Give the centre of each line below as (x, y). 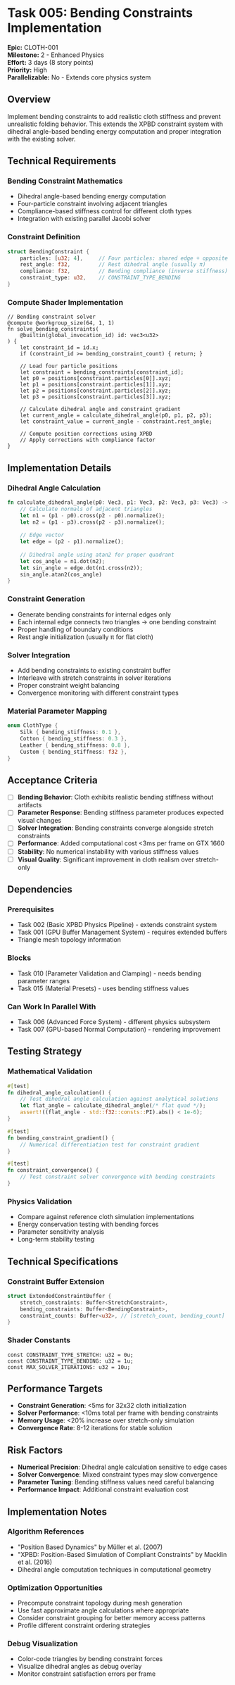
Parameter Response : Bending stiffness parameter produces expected (120, 813)
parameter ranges (44, 980)
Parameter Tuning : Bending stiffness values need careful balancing (116, 1482)
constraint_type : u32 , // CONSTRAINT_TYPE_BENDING (100, 278)
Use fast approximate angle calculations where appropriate (103, 1610)
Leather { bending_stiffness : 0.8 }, (75, 745)
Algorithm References (46, 1532)
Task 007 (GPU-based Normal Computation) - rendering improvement (119, 1029)
